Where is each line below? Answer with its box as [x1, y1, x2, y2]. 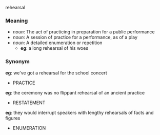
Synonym [5, 58, 30, 65]
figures [5, 115, 21, 121]
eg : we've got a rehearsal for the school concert [5, 69, 108, 76]
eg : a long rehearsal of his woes [20, 45, 89, 51]
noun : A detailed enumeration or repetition [12, 40, 103, 46]
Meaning [5, 17, 28, 24]
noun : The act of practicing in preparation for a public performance [12, 29, 155, 35]
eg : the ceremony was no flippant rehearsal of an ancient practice [5, 89, 145, 95]
